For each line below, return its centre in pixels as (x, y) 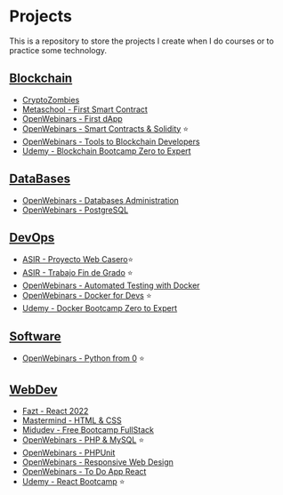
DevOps (32, 237)
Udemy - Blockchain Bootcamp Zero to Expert (106, 151)
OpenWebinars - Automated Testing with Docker (111, 285)
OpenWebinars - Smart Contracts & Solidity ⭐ (105, 128)
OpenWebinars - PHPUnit (69, 452)
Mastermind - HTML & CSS (72, 420)
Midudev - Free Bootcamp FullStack (88, 430)
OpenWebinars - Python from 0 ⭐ (83, 358)
